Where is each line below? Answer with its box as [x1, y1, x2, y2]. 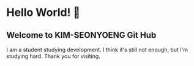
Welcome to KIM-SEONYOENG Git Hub [6, 30, 157, 40]
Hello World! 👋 [6, 5, 81, 20]
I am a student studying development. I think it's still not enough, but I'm [6, 46, 188, 53]
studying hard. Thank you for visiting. [6, 53, 101, 60]
